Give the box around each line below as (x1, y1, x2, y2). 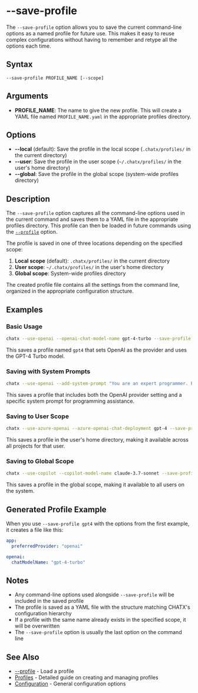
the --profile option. (6, 228, 58, 236)
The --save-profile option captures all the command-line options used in (6, 210, 185, 217)
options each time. (6, 42, 51, 49)
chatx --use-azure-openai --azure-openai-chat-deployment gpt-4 (6, 426, 167, 432)
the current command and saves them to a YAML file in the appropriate (6, 216, 179, 223)
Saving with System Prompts (6, 367, 91, 375)
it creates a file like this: (6, 526, 64, 533)
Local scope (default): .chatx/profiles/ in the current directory (14, 257, 170, 264)
